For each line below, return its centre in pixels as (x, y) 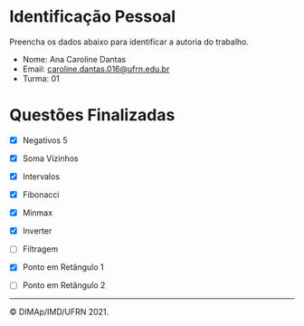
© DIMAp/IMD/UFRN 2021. (59, 312)
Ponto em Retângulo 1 (63, 267)
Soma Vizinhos (50, 158)
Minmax (37, 213)
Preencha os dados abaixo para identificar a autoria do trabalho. (129, 42)
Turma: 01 (41, 78)
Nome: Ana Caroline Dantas (74, 59)
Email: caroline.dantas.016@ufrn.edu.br (96, 69)
